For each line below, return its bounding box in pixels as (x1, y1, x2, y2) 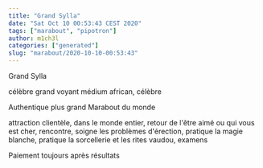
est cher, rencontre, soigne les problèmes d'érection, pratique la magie (8, 126, 244, 136)
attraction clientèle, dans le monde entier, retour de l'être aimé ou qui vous (8, 118, 255, 127)
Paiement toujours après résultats (8, 150, 121, 160)
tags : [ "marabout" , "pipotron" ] (8, 27, 117, 35)
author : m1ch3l (8, 34, 60, 43)
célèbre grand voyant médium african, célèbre (8, 87, 162, 96)
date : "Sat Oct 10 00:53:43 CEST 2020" (8, 19, 142, 27)
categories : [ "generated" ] (8, 42, 99, 50)
